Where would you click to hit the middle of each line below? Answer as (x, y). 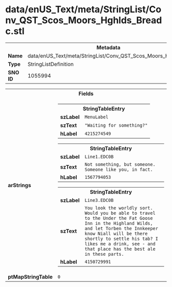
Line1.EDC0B (99, 157)
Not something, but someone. (120, 164)
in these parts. (104, 254)
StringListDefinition (51, 64)
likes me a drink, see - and (120, 244)
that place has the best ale (120, 249)
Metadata (109, 47)
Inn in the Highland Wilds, (119, 223)
